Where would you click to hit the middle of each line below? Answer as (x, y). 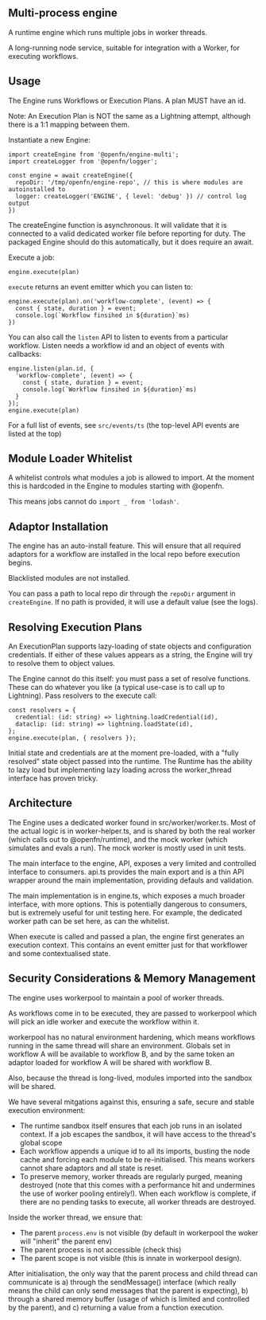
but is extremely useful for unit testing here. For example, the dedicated (125, 912)
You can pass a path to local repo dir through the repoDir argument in (122, 593)
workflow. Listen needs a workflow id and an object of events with (116, 345)
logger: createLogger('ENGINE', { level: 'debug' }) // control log (131, 196)
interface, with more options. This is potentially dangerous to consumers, (128, 904)
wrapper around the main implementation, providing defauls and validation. (131, 880)
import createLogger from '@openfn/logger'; (83, 161)
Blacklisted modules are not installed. (69, 578)
